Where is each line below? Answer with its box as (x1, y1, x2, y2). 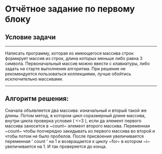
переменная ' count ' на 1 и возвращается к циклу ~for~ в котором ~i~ (5, 138, 150, 144)
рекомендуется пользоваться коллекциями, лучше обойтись (5, 71, 132, 77)
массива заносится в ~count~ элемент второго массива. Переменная (5, 123, 150, 129)
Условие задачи (5, 33, 56, 41)
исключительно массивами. (5, 76, 64, 82)
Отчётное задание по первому (5, 3, 135, 15)
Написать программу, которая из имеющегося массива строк (5, 50, 134, 56)
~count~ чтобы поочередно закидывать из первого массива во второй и (5, 128, 155, 134)
